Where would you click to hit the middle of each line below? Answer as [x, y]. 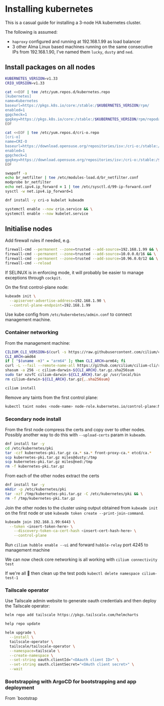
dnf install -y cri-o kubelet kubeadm [44, 200]
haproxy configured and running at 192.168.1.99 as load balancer [76, 41]
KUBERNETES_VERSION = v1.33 [31, 78]
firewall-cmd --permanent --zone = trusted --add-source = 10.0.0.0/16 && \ [81, 254]
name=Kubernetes [21, 101]
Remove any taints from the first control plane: [52, 397]
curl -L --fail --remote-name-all [40, 366]
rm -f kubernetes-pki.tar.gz [35, 466]
